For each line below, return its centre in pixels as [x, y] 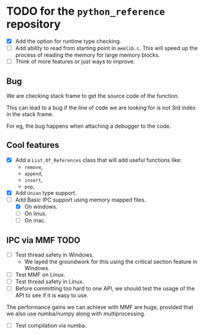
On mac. [35, 221]
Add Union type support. [46, 193]
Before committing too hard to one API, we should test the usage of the [105, 289]
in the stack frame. [30, 114]
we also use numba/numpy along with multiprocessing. [76, 314]
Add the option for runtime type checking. [68, 41]
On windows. [41, 207]
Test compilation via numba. [51, 326]
